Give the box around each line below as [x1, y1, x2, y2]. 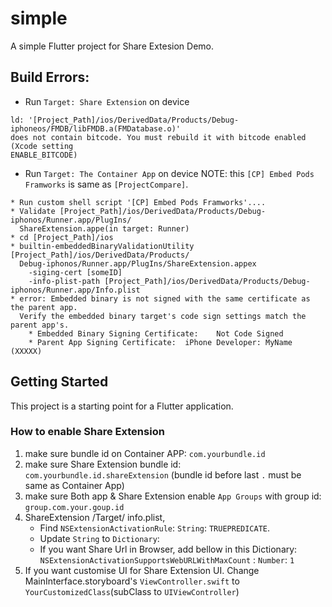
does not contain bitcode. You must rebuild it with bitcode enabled [10, 132, 307, 142]
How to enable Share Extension [10, 425, 165, 439]
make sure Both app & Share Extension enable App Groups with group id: [24, 490, 322, 502]
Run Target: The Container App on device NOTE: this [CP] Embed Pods [24, 167, 315, 179]
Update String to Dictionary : [39, 532, 160, 544]
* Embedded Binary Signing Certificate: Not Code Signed [28, 328, 284, 339]
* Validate [10, 206, 56, 216]
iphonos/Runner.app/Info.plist [10, 285, 141, 295]
